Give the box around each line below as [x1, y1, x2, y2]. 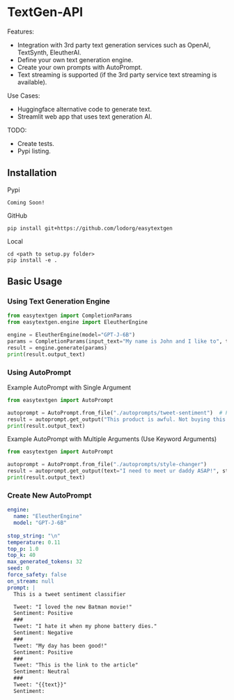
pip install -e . [7, 256, 58, 264]
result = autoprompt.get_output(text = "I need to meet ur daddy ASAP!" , [7, 468, 219, 475]
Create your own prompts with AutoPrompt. [17, 63, 143, 71]
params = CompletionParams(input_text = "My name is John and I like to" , [7, 338, 223, 345]
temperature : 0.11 [7, 539, 61, 546]
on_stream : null [7, 577, 54, 585]
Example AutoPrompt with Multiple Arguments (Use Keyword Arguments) [7, 435, 217, 443]
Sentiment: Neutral [13, 668, 70, 676]
